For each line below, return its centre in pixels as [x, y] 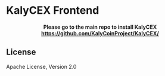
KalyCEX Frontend [53, 10]
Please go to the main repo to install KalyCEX [100, 27]
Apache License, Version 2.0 [41, 66]
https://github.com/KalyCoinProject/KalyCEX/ [100, 33]
